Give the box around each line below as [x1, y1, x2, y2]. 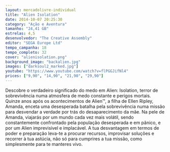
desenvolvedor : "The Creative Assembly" [5, 36, 93, 41]
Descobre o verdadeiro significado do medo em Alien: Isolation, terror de [5, 87, 158, 93]
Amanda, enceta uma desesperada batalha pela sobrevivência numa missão [5, 103, 165, 109]
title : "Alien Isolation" [5, 12, 60, 17]
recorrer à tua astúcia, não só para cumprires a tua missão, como [5, 135, 143, 142]
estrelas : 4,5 [5, 31, 36, 36]
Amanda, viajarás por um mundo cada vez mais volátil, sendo [5, 114, 134, 120]
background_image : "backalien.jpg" [5, 59, 81, 64]
